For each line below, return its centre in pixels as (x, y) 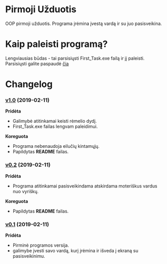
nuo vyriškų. (26, 191)
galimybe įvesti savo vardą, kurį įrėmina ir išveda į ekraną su (75, 250)
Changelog (29, 84)
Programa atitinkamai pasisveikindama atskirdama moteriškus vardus (85, 186)
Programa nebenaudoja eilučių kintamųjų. (56, 146)
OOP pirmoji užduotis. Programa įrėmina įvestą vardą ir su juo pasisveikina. (84, 23)
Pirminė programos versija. (41, 245)
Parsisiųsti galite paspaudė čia (37, 63)
